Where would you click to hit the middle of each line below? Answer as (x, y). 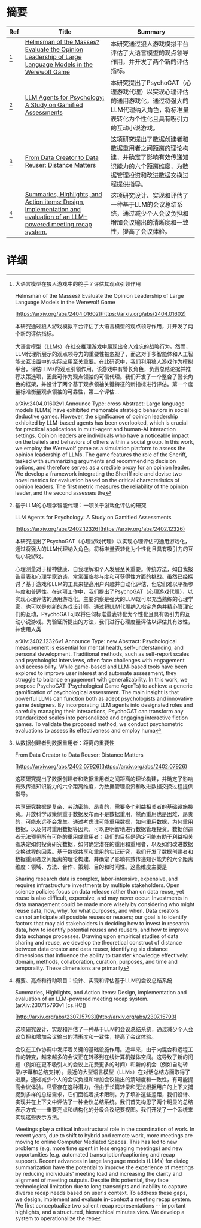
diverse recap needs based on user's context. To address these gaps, (101, 1193)
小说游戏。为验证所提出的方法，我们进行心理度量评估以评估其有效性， (106, 622)
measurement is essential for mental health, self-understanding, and (99, 647)
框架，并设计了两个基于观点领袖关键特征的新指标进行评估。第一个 (107, 384)
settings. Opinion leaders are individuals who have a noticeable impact (102, 435)
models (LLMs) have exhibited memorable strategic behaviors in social (102, 410)
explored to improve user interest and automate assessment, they (96, 673)
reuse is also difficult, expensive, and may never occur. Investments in (101, 898)
